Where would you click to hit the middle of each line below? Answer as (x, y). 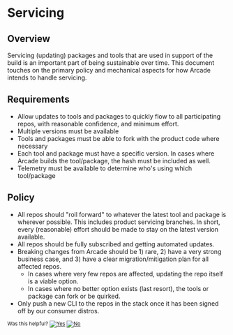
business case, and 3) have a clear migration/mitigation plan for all (113, 259)
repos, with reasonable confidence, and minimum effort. (98, 124)
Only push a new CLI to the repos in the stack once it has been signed (118, 303)
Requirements (38, 99)
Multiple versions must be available (68, 131)
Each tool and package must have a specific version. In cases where (116, 153)
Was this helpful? (28, 323)
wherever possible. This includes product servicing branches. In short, (119, 222)
